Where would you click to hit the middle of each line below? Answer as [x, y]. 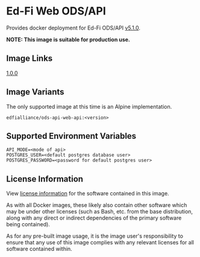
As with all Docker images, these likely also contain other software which [97, 205]
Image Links [30, 59]
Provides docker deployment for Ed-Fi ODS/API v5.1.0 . [73, 28]
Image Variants [35, 92]
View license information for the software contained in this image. [88, 194]
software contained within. [39, 249]
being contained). [28, 224]
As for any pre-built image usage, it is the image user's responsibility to [95, 236]
